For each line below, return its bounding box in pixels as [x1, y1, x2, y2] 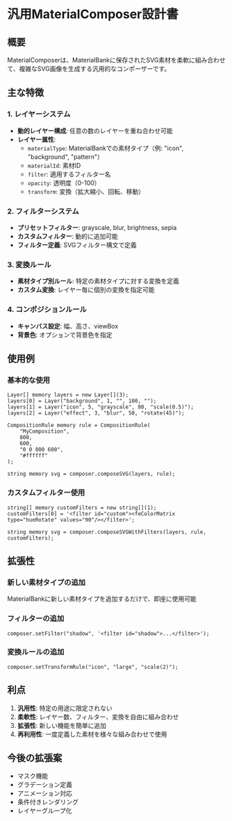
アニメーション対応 [17, 789, 73, 797]
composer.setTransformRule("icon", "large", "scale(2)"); [7, 663, 179, 670]
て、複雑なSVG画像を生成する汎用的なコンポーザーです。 [7, 65, 171, 73]
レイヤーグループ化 [17, 806, 72, 815]
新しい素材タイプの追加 [7, 577, 85, 587]
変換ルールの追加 [7, 647, 65, 657]
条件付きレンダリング [17, 798, 78, 806]
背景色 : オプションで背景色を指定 [17, 331, 113, 339]
